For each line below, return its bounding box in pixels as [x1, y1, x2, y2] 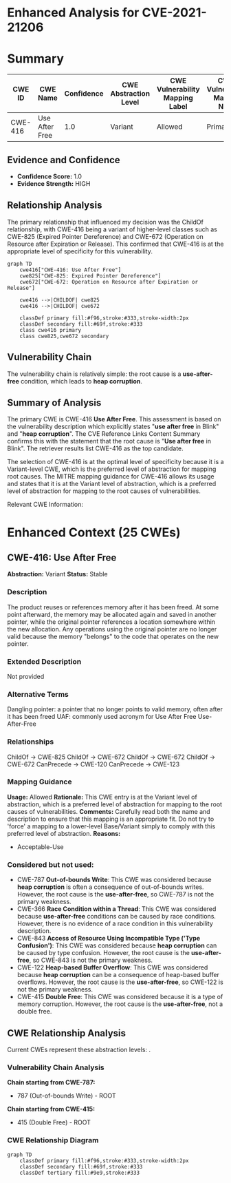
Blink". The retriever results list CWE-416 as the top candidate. [7, 444, 184, 452]
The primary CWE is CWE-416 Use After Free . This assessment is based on [7, 415, 221, 423]
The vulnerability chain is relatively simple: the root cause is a [7, 370, 181, 378]
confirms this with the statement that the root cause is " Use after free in [7, 437, 212, 446]
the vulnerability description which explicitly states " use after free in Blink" [7, 422, 219, 431]
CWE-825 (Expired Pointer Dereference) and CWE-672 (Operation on [7, 232, 204, 240]
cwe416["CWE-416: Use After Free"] [19, 266, 122, 273]
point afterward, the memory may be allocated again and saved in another [7, 610, 217, 618]
